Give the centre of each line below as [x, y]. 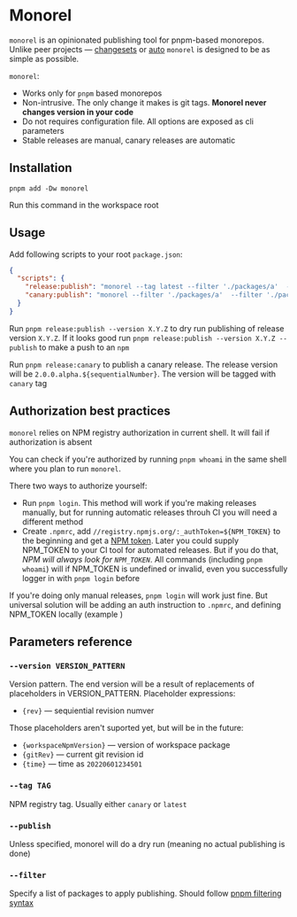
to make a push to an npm [84, 347]
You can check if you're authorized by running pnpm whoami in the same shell [148, 459]
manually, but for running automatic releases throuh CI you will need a [149, 512]
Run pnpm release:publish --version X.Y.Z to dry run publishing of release [147, 328]
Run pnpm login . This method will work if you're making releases [139, 502]
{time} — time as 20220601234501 [82, 764]
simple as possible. [44, 58]
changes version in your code [78, 112]
